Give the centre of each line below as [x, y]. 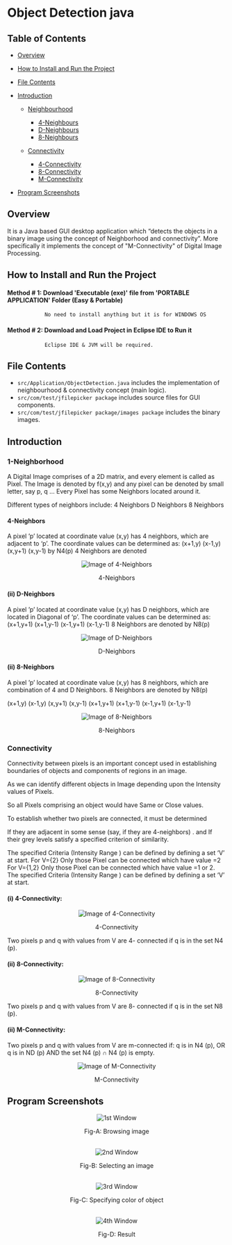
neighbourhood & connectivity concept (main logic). [92, 390]
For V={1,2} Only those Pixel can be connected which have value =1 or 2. [111, 868]
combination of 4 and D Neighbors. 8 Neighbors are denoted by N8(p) [108, 690]
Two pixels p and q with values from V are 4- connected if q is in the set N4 [115, 941]
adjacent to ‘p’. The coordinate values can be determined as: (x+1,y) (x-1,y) [114, 544]
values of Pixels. [31, 792]
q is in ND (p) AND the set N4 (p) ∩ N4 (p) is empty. [81, 1052]
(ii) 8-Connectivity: [35, 963]
